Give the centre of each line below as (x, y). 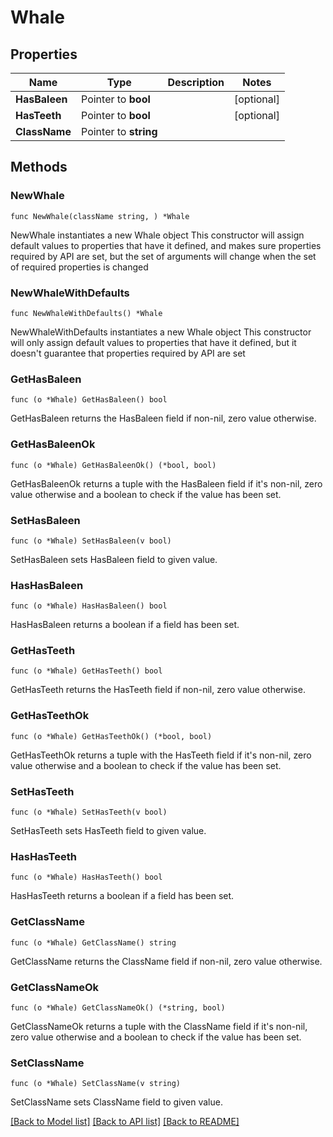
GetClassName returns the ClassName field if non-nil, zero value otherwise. (166, 961)
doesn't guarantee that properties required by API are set (128, 353)
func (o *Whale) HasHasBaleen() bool (89, 606)
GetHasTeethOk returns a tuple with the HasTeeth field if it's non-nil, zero (161, 755)
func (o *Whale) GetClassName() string (93, 942)
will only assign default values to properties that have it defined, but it (153, 342)
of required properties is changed (79, 267)
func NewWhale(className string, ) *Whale (100, 216)
